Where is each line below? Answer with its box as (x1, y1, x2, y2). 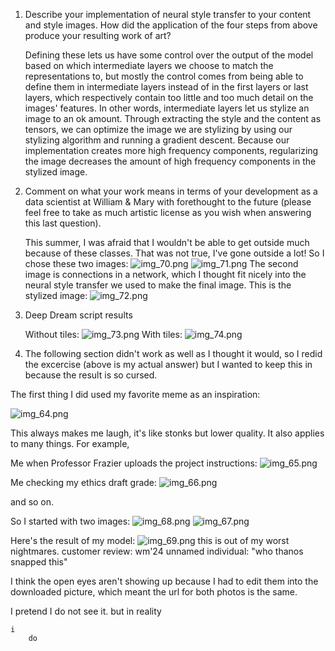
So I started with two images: (10, 515, 131, 527)
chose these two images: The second (24, 258, 299, 269)
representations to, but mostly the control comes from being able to (24, 70, 304, 82)
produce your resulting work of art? (24, 30, 172, 41)
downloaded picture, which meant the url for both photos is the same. (10, 586, 298, 598)
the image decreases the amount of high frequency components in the (24, 155, 317, 167)
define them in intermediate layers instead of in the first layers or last (24, 81, 309, 93)
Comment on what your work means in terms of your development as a (24, 185, 318, 197)
